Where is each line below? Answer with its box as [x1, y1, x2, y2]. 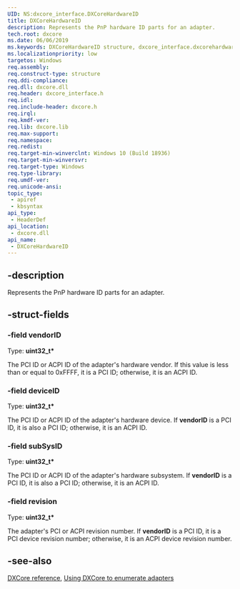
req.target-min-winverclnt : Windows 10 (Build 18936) [7, 150, 171, 157]
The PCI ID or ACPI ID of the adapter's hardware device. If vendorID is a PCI [7, 416, 232, 425]
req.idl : [7, 97, 34, 104]
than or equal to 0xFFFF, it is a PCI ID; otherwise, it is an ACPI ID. [7, 368, 198, 376]
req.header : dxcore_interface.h [7, 90, 104, 97]
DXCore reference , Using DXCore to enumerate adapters [7, 574, 174, 583]
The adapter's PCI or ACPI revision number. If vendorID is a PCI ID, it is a [7, 526, 221, 535]
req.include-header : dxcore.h [7, 104, 98, 111]
